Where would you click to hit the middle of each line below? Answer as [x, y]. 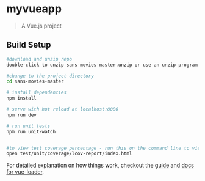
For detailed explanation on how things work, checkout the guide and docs [100, 165]
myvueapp [34, 9]
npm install [21, 98]
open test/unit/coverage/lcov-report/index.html [69, 154]
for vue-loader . [25, 172]
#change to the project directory [50, 76]
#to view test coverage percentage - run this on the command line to [98, 148]
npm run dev [21, 115]
